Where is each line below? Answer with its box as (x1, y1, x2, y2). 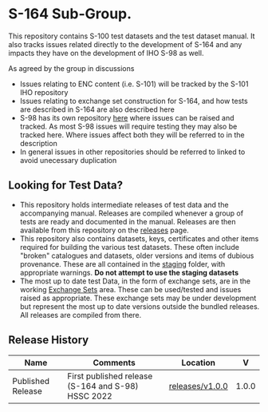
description (19, 138, 57, 148)
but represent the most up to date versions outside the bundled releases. (19, 301, 260, 311)
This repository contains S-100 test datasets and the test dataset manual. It (8, 31, 255, 41)
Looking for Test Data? (8, 179, 124, 192)
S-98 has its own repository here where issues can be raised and (19, 113, 235, 122)
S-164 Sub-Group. (8, 5, 132, 23)
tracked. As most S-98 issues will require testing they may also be (19, 121, 238, 131)
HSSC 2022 (67, 390, 113, 402)
